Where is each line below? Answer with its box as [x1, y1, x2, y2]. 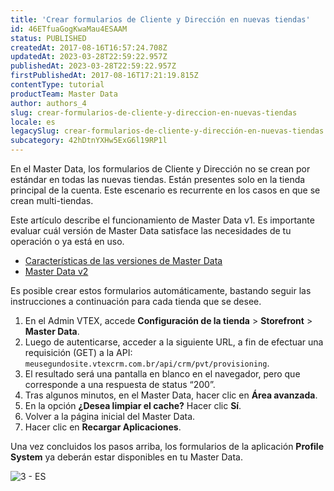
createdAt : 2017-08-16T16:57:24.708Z [10, 42, 168, 53]
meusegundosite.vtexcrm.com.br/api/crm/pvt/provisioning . [24, 357, 270, 369]
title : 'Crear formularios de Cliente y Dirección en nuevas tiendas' [10, 14, 311, 25]
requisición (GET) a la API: [24, 347, 133, 358]
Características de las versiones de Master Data [24, 255, 223, 266]
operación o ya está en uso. [10, 236, 125, 247]
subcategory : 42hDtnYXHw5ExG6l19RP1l [10, 136, 168, 146]
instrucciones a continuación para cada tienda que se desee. [10, 296, 262, 307]
